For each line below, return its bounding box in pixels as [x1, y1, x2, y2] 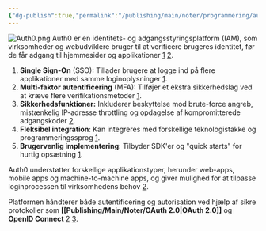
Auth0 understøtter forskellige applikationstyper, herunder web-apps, [8, 165, 235, 174]
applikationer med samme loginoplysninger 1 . [19, 74, 168, 83]
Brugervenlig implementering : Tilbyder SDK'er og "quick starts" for [19, 141, 243, 150]
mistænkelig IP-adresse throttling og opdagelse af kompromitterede [19, 108, 241, 117]
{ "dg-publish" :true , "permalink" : [8, 11, 119, 20]
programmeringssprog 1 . [19, 132, 101, 142]
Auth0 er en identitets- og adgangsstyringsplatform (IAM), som [51, 33, 258, 43]
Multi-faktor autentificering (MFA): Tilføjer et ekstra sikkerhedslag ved [19, 82, 253, 92]
